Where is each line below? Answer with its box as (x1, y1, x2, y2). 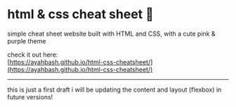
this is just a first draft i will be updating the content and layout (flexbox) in (7, 85, 222, 94)
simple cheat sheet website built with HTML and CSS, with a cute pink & (7, 29, 216, 38)
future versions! (7, 92, 53, 101)
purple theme (7, 36, 46, 45)
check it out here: (7, 50, 58, 59)
